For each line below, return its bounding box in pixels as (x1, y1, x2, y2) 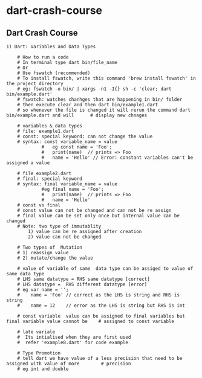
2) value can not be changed (28, 234, 102, 240)
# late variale (17, 329, 56, 335)
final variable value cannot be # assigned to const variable (6, 318, 174, 324)
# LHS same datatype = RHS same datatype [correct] (17, 276, 150, 282)
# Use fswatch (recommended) (17, 70, 91, 76)
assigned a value (6, 160, 50, 166)
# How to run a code (17, 54, 69, 60)
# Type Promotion (17, 350, 61, 356)
